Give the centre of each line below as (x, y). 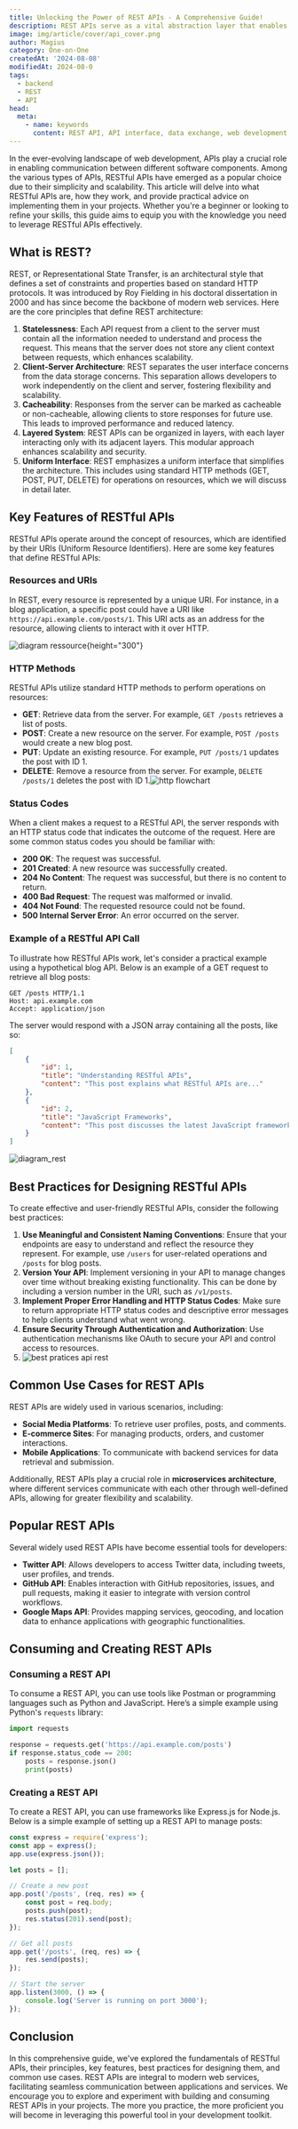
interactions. (45, 1443)
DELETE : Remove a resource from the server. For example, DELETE (142, 771)
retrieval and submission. (68, 1462)
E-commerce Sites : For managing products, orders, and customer (143, 1433)
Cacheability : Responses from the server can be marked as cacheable (152, 404)
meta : (27, 116)
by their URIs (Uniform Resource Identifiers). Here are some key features (142, 548)
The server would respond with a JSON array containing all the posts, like (144, 1025)
